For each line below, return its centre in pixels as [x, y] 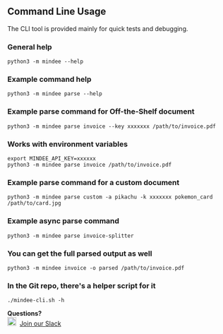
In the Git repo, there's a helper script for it [82, 285]
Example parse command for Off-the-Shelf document [101, 112]
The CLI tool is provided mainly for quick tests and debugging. [98, 28]
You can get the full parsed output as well [80, 254]
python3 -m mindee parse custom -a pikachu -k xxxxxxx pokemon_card [110, 197]
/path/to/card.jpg [34, 203]
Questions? [25, 314]
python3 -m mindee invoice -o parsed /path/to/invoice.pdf [96, 268]
